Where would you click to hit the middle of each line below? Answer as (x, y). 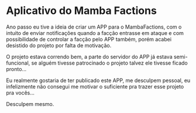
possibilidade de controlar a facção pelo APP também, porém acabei (89, 39)
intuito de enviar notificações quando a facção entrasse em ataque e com (95, 33)
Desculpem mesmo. (30, 104)
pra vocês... (20, 93)
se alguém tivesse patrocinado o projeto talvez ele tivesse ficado (110, 63)
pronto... (16, 69)
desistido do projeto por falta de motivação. (59, 45)
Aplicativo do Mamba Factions (81, 11)
